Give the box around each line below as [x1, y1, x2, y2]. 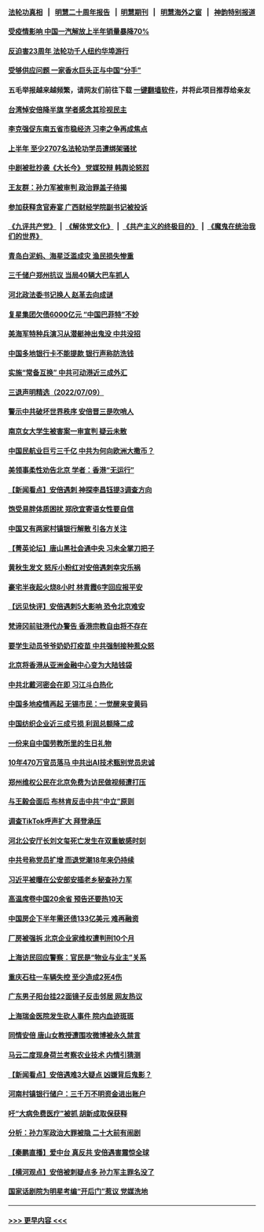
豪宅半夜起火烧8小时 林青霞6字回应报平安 [8, 582, 143, 592]
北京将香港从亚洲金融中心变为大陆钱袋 [8, 660, 132, 670]
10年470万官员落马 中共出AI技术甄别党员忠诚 [8, 758, 156, 767]
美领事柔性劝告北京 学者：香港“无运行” [8, 466, 135, 475]
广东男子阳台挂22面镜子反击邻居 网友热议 [8, 992, 143, 1001]
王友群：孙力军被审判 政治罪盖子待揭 [8, 182, 127, 192]
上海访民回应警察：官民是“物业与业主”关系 [8, 953, 147, 963]
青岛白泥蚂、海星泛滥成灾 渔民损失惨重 [8, 250, 134, 260]
